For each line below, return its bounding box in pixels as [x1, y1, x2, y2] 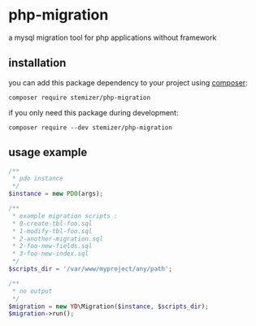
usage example [8, 146, 88, 159]
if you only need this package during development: [8, 107, 179, 117]
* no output [11, 287, 53, 295]
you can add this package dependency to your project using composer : [8, 77, 248, 87]
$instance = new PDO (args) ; [8, 189, 104, 198]
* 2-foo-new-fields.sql [11, 242, 93, 250]
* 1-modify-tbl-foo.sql [11, 227, 93, 235]
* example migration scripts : [11, 211, 118, 220]
